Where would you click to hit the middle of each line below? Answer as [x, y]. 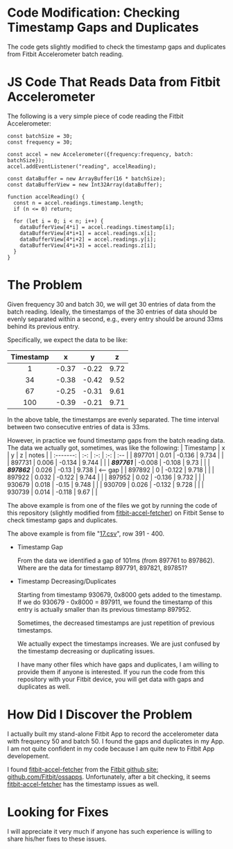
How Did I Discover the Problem [100, 714]
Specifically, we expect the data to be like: [68, 340]
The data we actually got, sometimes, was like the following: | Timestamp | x [116, 447]
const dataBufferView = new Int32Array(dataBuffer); [85, 185]
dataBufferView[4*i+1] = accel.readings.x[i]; [88, 233]
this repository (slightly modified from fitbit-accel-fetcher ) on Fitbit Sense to [116, 513]
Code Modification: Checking [94, 13]
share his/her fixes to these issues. [57, 839]
